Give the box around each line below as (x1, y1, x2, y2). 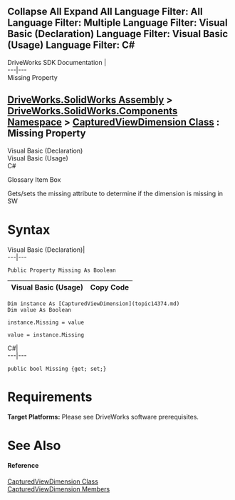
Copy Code (90, 282, 130, 292)
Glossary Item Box (7, 175, 61, 184)
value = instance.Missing (7, 331, 84, 338)
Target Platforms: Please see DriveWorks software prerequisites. (7, 412, 199, 421)
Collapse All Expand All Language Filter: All (7, 6, 203, 18)
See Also (7, 437, 61, 454)
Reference (7, 461, 39, 470)
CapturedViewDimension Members (7, 484, 110, 493)
